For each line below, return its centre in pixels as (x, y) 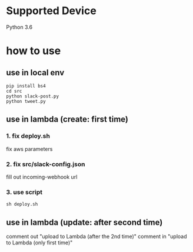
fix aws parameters (29, 149)
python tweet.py (26, 101)
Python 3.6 (19, 27)
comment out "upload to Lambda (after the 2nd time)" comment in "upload (96, 237)
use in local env (35, 73)
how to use (34, 51)
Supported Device (51, 11)
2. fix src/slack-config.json (46, 164)
